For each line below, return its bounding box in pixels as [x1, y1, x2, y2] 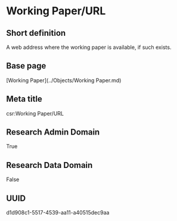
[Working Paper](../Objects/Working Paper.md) [6, 76, 122, 84]
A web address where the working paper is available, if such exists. [6, 43, 172, 51]
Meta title [6, 94, 43, 104]
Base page [6, 61, 46, 71]
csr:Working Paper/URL [6, 110, 64, 117]
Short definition [6, 28, 66, 38]
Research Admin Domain [6, 127, 100, 138]
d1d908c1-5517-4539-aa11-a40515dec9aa [6, 209, 110, 216]
